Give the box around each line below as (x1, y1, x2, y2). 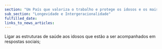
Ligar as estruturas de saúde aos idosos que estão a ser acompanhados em (4, 34, 156, 39)
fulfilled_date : (4, 16, 37, 21)
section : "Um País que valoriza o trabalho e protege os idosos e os (4, 7, 148, 12)
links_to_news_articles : (4, 20, 55, 25)
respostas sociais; (4, 39, 41, 45)
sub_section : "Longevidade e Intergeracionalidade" (4, 12, 111, 16)
